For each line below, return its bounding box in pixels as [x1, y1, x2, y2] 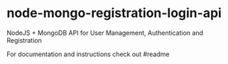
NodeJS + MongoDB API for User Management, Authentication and [6, 28, 204, 37]
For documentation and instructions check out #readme [6, 50, 170, 58]
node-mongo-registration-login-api [6, 5, 222, 21]
